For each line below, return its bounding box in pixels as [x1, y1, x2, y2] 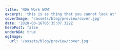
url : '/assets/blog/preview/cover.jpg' [9, 39, 91, 44]
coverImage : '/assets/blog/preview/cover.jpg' [5, 16, 101, 21]
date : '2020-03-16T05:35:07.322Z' [5, 20, 76, 26]
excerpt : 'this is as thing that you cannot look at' [5, 12, 117, 17]
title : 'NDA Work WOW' [5, 7, 51, 12]
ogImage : [5, 34, 23, 39]
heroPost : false [5, 25, 38, 30]
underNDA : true [5, 30, 36, 34]
